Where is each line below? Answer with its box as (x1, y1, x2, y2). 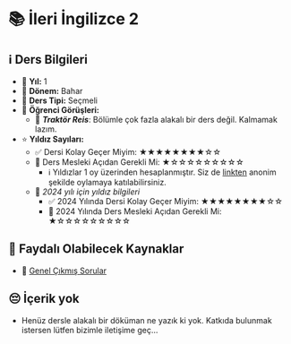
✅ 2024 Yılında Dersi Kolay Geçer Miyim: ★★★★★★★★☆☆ (47, 196, 283, 206)
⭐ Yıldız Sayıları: (21, 133, 84, 144)
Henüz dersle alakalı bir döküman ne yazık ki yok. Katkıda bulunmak (21, 314, 272, 325)
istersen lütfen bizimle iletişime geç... (21, 324, 158, 335)
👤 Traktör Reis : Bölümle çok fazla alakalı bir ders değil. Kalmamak (34, 115, 278, 125)
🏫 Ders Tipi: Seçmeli (21, 95, 98, 106)
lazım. (34, 124, 57, 134)
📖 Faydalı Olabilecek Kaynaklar (8, 241, 184, 257)
